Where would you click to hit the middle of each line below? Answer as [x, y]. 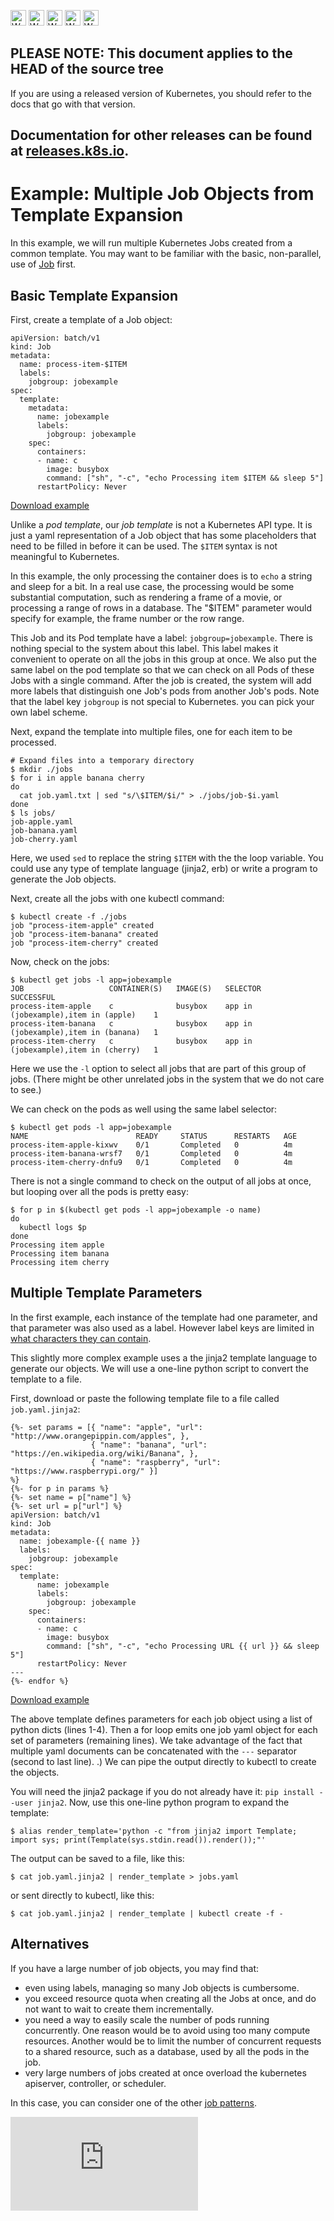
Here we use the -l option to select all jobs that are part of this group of [158, 1068]
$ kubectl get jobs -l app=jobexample [91, 980]
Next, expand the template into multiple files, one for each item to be [151, 731]
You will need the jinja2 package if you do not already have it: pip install [162, 1791]
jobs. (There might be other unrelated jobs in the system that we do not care [167, 1079]
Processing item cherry [60, 1262]
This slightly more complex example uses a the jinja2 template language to [164, 1357]
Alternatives [50, 1944]
